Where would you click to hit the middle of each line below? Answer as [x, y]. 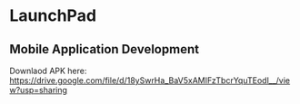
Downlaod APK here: [48, 71]
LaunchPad [53, 16]
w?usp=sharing [39, 90]
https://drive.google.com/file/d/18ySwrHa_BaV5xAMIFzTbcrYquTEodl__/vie [150, 80]
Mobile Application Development [105, 49]
